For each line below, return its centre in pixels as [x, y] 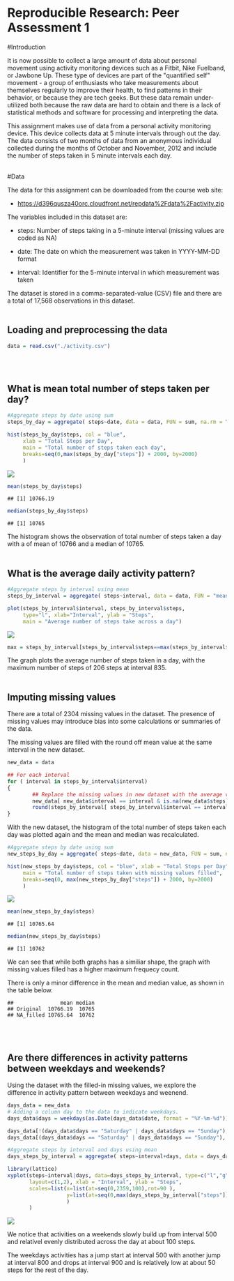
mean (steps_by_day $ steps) [45, 486]
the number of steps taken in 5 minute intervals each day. [89, 156]
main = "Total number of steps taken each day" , [95, 448]
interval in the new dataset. [46, 750]
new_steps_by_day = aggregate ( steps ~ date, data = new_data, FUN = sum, [115, 854]
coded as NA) [37, 238]
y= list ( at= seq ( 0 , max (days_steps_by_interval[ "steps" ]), [149, 1195]
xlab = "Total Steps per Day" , [68, 441]
